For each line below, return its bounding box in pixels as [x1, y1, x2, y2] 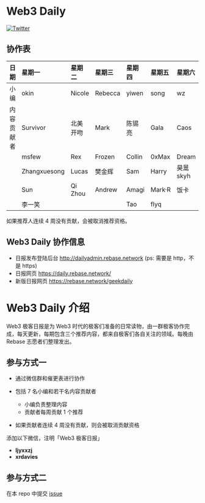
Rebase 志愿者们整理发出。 [6, 338, 75, 345]
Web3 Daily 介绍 [6, 301, 90, 315]
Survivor [21, 123, 46, 132]
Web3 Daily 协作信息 [6, 237, 85, 248]
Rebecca [95, 89, 121, 97]
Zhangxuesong [21, 167, 65, 175]
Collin [126, 152, 143, 161]
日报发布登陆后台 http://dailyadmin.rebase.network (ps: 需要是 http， [15, 254, 189, 262]
